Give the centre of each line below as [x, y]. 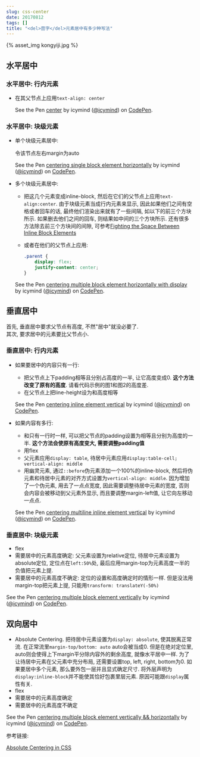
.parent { [36, 257]
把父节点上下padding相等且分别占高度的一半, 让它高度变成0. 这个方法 [109, 377]
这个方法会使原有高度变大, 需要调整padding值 [88, 443]
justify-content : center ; [67, 267]
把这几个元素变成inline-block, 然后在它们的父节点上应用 [92, 197]
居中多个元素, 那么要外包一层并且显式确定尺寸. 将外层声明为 [99, 669]
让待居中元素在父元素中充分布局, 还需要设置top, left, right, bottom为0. [100, 661]
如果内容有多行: [34, 423]
